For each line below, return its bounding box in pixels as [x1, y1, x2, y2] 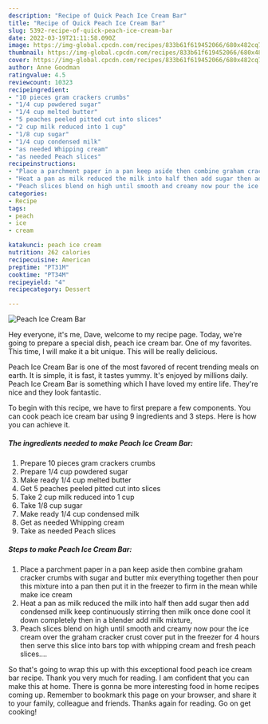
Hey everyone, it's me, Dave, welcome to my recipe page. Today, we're [8, 330, 242, 340]
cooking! [8, 707, 37, 717]
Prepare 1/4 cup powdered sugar [19, 467, 128, 477]
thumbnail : [8, 49, 45, 57]
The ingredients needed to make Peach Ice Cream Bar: [8, 438, 194, 447]
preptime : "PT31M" [8, 263, 69, 271]
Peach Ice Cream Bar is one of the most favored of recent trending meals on [8, 362, 259, 372]
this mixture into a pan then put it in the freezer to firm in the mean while [19, 581, 258, 591]
